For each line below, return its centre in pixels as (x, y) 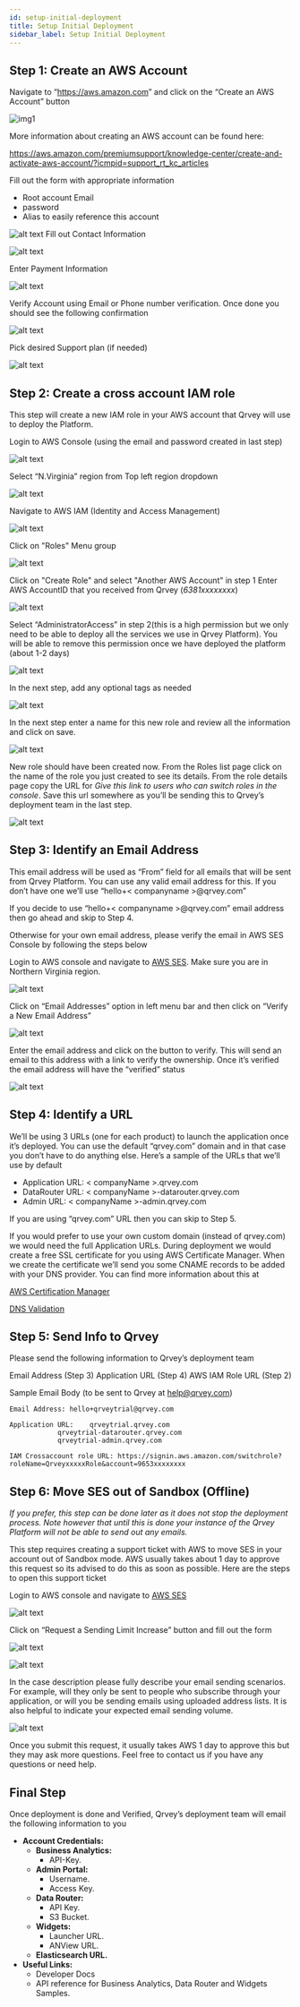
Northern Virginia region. (55, 971)
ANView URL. (74, 1946)
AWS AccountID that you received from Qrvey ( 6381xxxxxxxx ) (124, 590)
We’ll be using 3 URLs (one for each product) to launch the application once (149, 1136)
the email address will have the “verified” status (97, 1069)
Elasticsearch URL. (72, 1955)
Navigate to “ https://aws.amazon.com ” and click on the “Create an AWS (142, 92)
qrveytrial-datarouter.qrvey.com (119, 1433)
